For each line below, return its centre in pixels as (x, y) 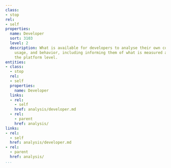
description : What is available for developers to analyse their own (85, 48)
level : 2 (19, 43)
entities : (16, 62)
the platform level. (36, 57)
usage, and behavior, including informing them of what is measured (89, 52)
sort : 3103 (21, 39)
